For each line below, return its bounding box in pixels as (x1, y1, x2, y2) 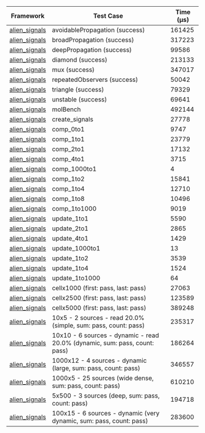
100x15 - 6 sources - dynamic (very (51, 409, 160, 417)
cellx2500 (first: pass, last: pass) (51, 294, 146, 302)
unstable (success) (51, 95, 107, 103)
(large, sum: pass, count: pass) (51, 364, 140, 372)
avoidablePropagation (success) (51, 26, 145, 34)
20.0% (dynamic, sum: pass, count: (51, 339, 154, 347)
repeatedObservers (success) (51, 76, 138, 84)
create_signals (51, 115, 93, 123)
